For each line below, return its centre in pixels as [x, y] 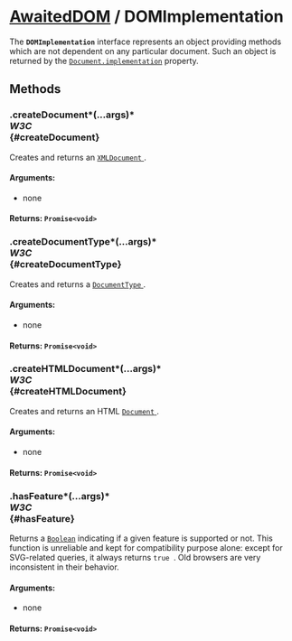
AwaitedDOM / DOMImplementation [146, 17]
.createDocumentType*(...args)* [83, 242]
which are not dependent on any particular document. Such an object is [143, 51]
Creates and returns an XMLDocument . [78, 157]
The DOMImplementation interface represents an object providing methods [146, 42]
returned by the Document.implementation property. [104, 60]
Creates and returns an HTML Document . [85, 411]
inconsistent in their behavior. [64, 567]
